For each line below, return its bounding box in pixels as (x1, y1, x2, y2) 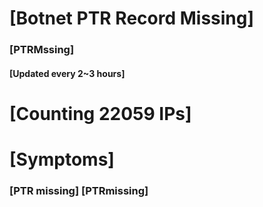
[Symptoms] (9, 148, 115, 171)
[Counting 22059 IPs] (9, 102, 192, 125)
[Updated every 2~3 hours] (9, 67, 126, 79)
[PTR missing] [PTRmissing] (9, 184, 149, 197)
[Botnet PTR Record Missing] (9, 7, 255, 30)
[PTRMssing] (9, 43, 75, 57)
